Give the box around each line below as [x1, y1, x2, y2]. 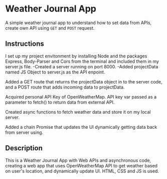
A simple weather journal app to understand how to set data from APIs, [5, 20, 152, 26]
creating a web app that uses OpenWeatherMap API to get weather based [5, 162, 158, 168]
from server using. [5, 129, 44, 135]
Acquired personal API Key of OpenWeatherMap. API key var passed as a [5, 94, 157, 100]
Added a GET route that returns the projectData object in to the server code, [5, 78, 162, 84]
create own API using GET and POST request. [5, 25, 95, 31]
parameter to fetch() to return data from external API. [5, 99, 115, 105]
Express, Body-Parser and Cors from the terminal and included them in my [5, 58, 159, 64]
